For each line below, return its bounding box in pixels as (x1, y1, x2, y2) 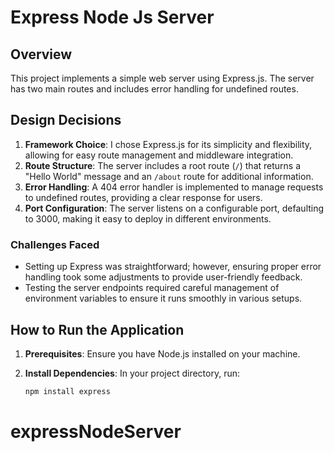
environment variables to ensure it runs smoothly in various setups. (24, 292, 303, 305)
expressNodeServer (10, 420, 182, 443)
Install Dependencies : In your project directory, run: (24, 367, 240, 379)
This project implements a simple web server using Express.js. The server (10, 72, 315, 84)
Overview (10, 46, 73, 63)
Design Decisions (10, 112, 122, 129)
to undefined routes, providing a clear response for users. (24, 191, 263, 203)
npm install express (24, 386, 111, 396)
